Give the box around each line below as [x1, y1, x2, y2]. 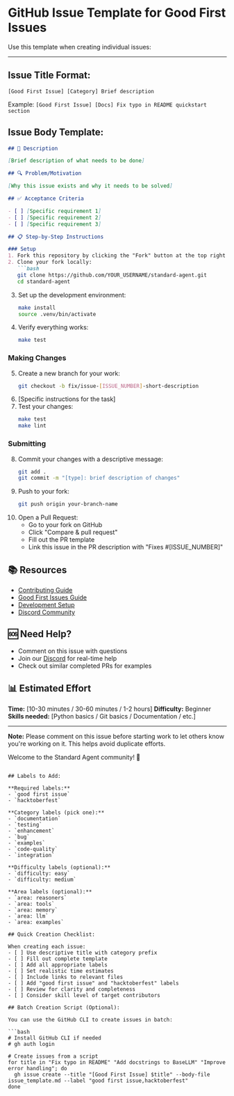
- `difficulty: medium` [8, 876, 77, 883]
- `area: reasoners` [8, 894, 68, 901]
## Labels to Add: [8, 772, 61, 779]
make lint [17, 423, 47, 430]
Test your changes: [17, 402, 74, 411]
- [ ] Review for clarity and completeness [8, 985, 136, 993]
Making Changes [8, 353, 67, 363]
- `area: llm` [8, 912, 49, 920]
